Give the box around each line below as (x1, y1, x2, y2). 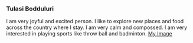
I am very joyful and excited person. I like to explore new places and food (6, 18, 184, 25)
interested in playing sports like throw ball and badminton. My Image (6, 30, 172, 37)
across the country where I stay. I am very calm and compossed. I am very (6, 24, 188, 31)
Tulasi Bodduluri (6, 5, 54, 13)
